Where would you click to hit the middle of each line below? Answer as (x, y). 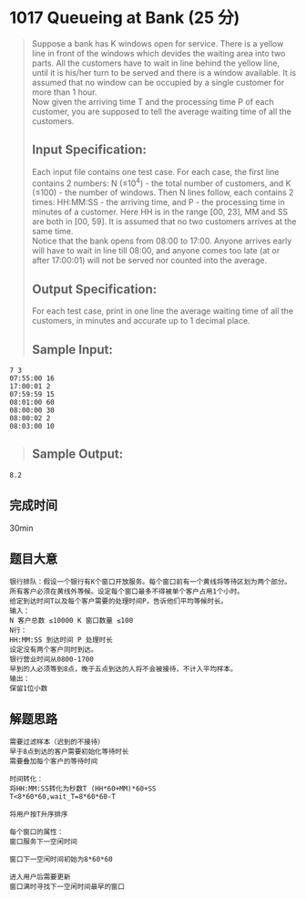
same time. (52, 232)
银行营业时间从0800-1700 (51, 660)
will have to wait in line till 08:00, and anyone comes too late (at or (156, 251)
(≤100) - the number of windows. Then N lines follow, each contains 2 (163, 192)
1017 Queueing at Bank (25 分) (125, 18)
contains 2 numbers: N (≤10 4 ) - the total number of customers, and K (161, 182)
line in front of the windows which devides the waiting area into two (158, 53)
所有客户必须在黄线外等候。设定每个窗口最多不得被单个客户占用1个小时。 (127, 592)
